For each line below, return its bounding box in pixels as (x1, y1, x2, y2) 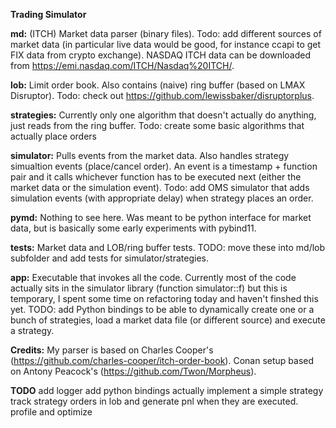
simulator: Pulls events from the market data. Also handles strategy (10, 150, 290, 161)
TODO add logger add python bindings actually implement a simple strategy (10, 385, 324, 396)
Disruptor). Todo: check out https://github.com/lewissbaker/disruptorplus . (10, 90, 315, 101)
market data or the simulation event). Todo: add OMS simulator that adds (10, 182, 310, 193)
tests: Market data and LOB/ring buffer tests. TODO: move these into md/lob (10, 242, 326, 253)
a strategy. (10, 325, 55, 336)
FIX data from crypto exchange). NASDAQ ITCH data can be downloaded (10, 49, 312, 61)
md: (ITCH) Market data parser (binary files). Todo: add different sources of (10, 28, 322, 39)
